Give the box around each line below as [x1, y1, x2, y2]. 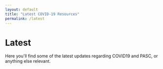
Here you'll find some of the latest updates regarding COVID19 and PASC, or [5, 53, 158, 59]
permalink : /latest [5, 16, 45, 21]
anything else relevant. [5, 58, 51, 64]
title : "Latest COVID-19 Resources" [5, 12, 80, 17]
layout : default [5, 7, 38, 12]
